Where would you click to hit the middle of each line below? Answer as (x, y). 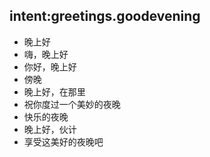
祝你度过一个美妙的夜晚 (72, 104)
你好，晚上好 (50, 66)
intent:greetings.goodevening (105, 16)
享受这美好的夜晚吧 (63, 141)
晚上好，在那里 (54, 91)
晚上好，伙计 (50, 129)
